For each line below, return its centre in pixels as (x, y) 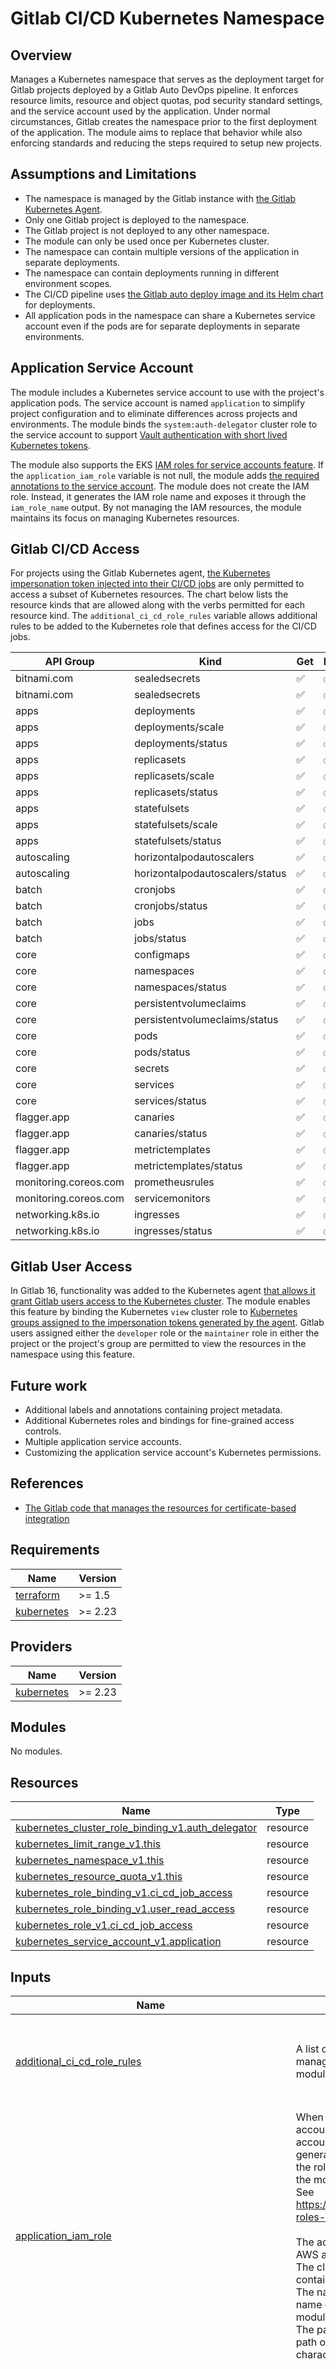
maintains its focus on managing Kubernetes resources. (125, 518)
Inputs (31, 1977)
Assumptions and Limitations (103, 174)
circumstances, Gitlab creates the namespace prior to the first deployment (163, 121)
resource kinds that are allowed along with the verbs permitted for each (158, 605)
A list (307, 2049)
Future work (49, 1385)
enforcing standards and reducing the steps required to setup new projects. (166, 143)
